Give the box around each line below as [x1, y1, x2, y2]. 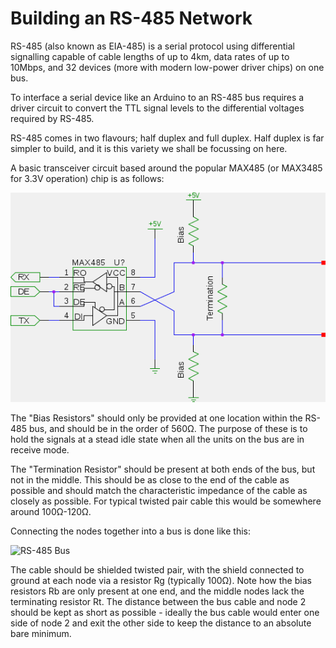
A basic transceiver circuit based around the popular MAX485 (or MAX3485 [10, 162, 323, 174]
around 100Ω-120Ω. [10, 505, 92, 517]
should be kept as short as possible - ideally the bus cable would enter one [10, 606, 320, 618]
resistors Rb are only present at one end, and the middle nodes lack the [10, 585, 305, 597]
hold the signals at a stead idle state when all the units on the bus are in [10, 433, 305, 445]
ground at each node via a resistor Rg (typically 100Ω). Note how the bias [10, 574, 312, 586]
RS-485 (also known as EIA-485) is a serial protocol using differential [10, 40, 295, 52]
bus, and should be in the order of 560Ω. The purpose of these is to [28, 422, 308, 434]
